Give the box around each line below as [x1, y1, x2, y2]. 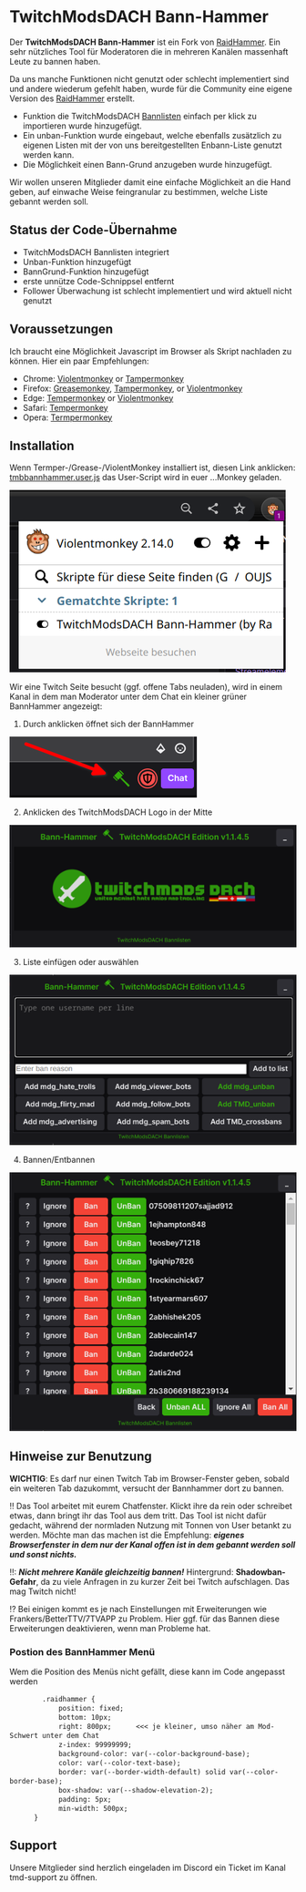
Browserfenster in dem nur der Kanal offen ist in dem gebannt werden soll [9, 1538, 296, 1550]
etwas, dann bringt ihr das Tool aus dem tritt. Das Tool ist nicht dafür [9, 1510, 267, 1521]
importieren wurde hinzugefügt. [22, 120, 143, 131]
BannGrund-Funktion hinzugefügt [22, 266, 149, 277]
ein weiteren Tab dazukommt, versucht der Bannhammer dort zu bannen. [9, 1483, 284, 1494]
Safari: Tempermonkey [22, 402, 108, 413]
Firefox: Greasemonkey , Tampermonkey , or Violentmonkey [22, 383, 243, 394]
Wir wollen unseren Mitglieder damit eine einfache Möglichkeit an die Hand [9, 176, 291, 188]
